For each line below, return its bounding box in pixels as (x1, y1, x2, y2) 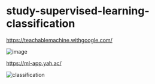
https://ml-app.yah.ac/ (6, 60, 62, 67)
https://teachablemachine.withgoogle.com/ (6, 36, 113, 43)
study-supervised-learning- (6, 4, 150, 18)
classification (6, 17, 75, 30)
